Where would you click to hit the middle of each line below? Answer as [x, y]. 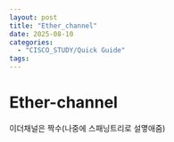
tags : [19, 59]
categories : [31, 42]
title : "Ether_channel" [54, 26]
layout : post [33, 17]
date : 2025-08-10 [41, 34]
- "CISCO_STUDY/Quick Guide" [71, 51]
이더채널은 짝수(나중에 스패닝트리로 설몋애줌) [87, 128]
